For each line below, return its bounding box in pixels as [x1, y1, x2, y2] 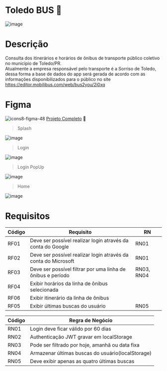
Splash [17, 125, 32, 131]
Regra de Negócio [69, 317, 113, 324]
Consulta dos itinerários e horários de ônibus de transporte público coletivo [5, 55, 160, 61]
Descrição [5, 38, 49, 50]
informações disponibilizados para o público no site [5, 76, 111, 82]
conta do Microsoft [30, 257, 75, 264]
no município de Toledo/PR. [5, 60, 62, 66]
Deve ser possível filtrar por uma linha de [30, 266, 126, 273]
